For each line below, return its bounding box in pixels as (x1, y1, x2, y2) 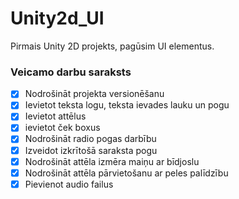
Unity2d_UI (10, 7, 105, 30)
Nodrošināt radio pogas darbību (24, 133, 157, 145)
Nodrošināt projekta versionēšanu (24, 88, 165, 100)
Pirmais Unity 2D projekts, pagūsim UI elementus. (10, 40, 215, 52)
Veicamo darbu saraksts (10, 65, 132, 79)
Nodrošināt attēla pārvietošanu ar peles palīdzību (24, 167, 229, 179)
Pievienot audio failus (24, 178, 114, 190)
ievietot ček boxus (24, 122, 101, 134)
